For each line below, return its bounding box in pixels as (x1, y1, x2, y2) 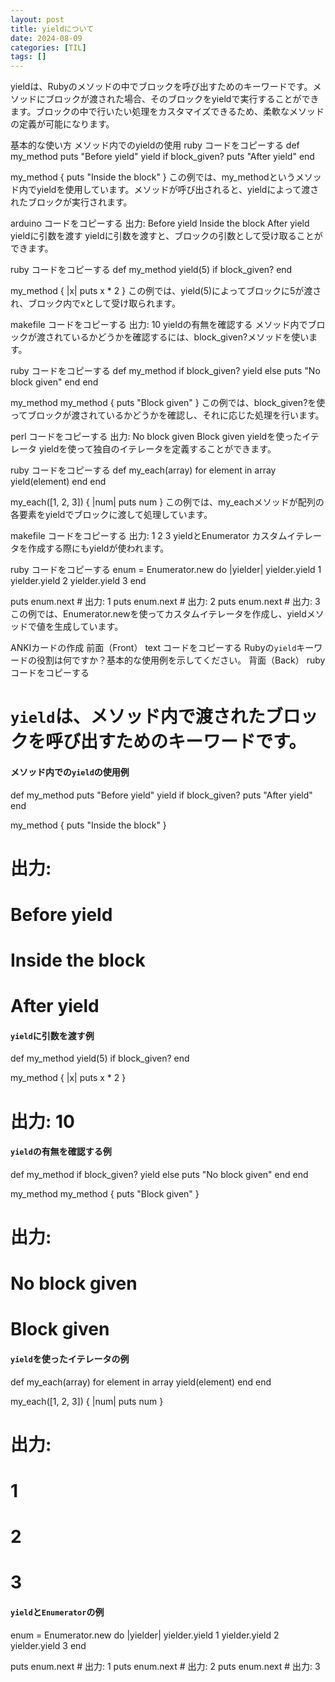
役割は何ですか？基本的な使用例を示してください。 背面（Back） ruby (36, 654, 326, 666)
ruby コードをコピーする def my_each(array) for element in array (10, 464, 277, 476)
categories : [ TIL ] (10, 42, 87, 53)
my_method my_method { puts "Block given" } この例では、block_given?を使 (10, 397, 326, 409)
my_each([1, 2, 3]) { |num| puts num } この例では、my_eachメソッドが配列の (10, 496, 325, 508)
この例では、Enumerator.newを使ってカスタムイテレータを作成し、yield (10, 608, 307, 620)
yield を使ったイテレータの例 (10, 1353, 130, 1365)
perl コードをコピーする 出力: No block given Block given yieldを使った (10, 431, 303, 443)
